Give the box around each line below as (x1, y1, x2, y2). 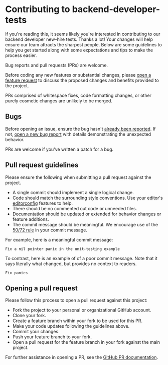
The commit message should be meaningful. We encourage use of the (12, 221, 158, 227)
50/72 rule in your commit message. (12, 227, 88, 233)
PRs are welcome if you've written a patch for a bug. (5, 146, 114, 152)
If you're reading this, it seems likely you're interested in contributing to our (5, 31, 160, 37)
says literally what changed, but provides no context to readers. (5, 261, 137, 267)
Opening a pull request (5, 284, 78, 292)
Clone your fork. (12, 313, 47, 319)
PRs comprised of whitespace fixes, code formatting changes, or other (5, 92, 152, 98)
